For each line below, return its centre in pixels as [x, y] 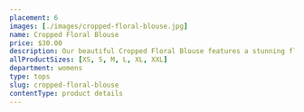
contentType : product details [66, 93]
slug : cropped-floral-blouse [64, 85]
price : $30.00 [36, 43]
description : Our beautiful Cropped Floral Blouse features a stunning [147, 51]
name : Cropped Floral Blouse [64, 34]
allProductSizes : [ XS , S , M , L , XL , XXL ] [89, 60]
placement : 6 [34, 18]
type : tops [30, 77]
